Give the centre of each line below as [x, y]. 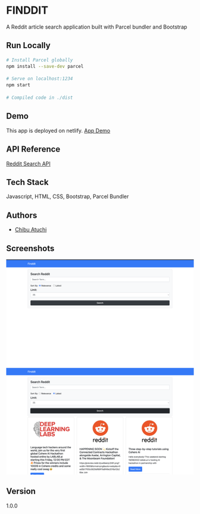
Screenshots [30, 248]
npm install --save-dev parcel [45, 66]
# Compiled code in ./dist [40, 98]
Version [21, 491]
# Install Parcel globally [40, 60]
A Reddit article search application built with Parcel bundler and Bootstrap [97, 27]
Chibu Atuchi [31, 230]
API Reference [33, 149]
